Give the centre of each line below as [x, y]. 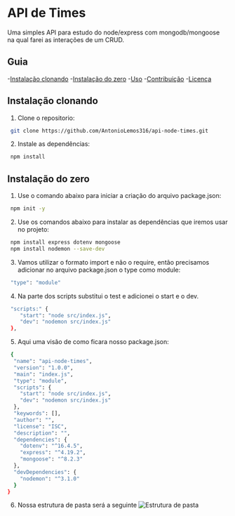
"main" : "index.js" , [43, 374]
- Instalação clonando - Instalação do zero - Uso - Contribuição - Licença [109, 79]
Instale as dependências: [53, 144]
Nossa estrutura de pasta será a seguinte [77, 505]
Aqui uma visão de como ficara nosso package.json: [93, 342]
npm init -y [28, 209]
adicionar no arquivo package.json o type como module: [99, 270]
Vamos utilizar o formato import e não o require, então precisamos [113, 262]
